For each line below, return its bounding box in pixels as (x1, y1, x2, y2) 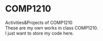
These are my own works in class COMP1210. (5, 24, 99, 30)
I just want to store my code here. (5, 30, 74, 36)
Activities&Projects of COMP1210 (5, 19, 73, 25)
